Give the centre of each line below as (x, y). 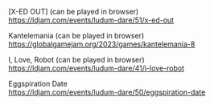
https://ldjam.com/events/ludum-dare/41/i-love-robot (97, 68)
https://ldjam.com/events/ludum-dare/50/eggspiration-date (107, 92)
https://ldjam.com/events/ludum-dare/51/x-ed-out (91, 20)
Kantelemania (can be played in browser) (76, 36)
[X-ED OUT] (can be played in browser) (74, 12)
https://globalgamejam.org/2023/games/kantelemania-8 (102, 44)
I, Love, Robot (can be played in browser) (76, 60)
